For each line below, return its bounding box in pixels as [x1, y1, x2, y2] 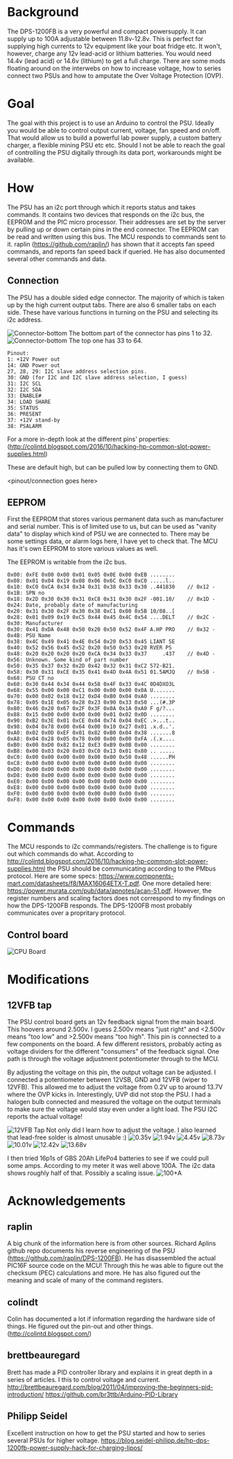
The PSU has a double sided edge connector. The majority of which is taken [7, 293, 225, 302]
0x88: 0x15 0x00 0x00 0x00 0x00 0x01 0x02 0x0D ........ [7, 711, 175, 718]
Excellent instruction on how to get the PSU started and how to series [7, 1428, 206, 1437]
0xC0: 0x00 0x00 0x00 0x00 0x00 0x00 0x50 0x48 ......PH [7, 754, 175, 761]
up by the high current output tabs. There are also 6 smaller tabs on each [7, 300, 216, 309]
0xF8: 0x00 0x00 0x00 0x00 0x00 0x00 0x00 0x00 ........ [7, 796, 175, 803]
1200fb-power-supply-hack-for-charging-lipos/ [7, 1443, 143, 1452]
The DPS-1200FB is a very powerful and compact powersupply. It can [7, 27, 207, 35]
